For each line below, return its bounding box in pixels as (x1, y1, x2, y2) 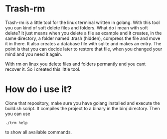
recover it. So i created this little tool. (5, 66, 81, 72)
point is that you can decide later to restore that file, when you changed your (5, 46, 163, 52)
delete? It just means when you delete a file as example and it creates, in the (5, 30, 162, 36)
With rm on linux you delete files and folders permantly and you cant (5, 61, 146, 67)
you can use (5, 111, 31, 117)
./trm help (5, 120, 28, 125)
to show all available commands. (5, 129, 72, 135)
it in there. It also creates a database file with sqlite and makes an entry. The (5, 40, 162, 46)
